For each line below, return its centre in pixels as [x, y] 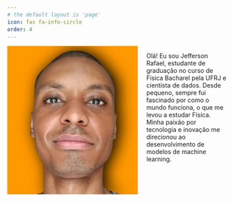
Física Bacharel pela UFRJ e [186, 78]
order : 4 [20, 29]
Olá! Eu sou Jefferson [177, 56]
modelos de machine [176, 152]
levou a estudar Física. [178, 115]
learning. [159, 159]
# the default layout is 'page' [54, 15]
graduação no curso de [180, 71]
